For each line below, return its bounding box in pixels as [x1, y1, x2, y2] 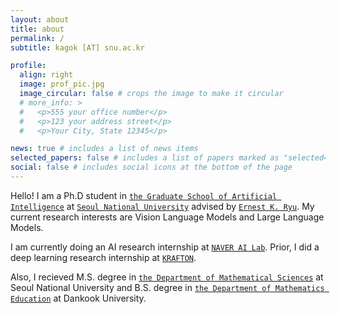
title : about [10, 24, 65, 34]
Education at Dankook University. [10, 292, 147, 304]
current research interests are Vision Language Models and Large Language [10, 211, 325, 223]
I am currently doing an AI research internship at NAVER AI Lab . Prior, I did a [10, 241, 320, 253]
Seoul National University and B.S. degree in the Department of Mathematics [10, 281, 325, 293]
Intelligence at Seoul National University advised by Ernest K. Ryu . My [10, 200, 315, 212]
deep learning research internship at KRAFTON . [10, 251, 197, 263]
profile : [10, 61, 47, 71]
